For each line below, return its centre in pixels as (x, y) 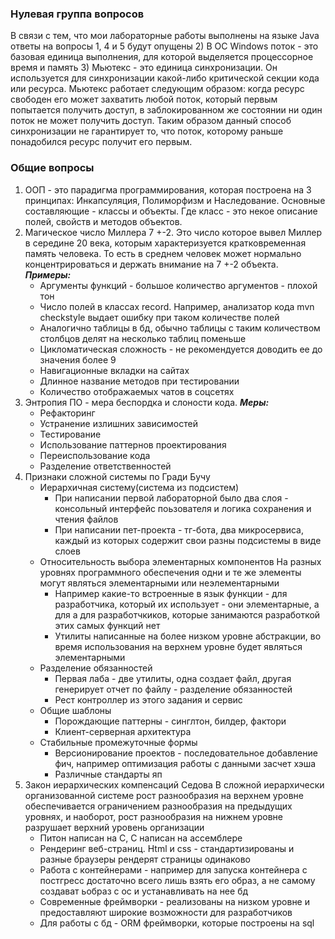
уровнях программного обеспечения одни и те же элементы (170, 572)
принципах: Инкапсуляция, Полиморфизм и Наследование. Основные (175, 200)
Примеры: (48, 274)
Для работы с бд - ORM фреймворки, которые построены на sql (177, 923)
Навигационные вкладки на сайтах (114, 370)
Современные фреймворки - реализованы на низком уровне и (174, 901)
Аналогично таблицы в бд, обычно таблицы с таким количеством (180, 328)
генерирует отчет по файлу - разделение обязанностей (173, 689)
